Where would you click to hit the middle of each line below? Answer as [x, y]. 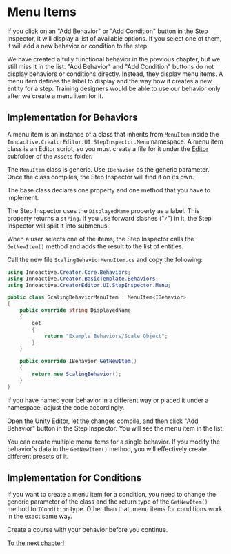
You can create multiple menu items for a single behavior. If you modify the [114, 442]
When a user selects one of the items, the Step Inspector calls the [101, 239]
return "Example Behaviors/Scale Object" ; [106, 336]
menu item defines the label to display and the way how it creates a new [110, 81]
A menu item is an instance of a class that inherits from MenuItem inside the [113, 134]
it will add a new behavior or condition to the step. [78, 46]
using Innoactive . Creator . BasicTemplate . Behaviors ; [83, 279]
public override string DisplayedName [75, 310]
